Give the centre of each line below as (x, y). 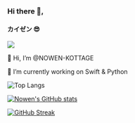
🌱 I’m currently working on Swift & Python (67, 72)
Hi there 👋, (26, 11)
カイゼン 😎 (24, 29)
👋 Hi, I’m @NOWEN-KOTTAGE (51, 58)
